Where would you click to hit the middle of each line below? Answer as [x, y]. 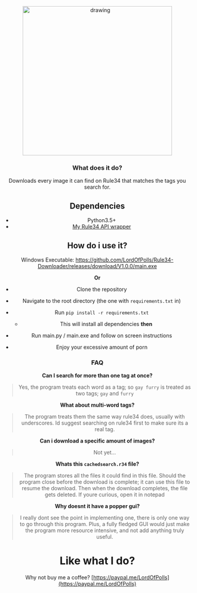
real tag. [105, 429]
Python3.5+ [102, 220]
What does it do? [97, 168]
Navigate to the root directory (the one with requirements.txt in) [102, 300]
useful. [105, 537]
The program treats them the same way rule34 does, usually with [105, 417]
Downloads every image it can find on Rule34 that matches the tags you [97, 181]
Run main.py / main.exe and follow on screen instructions [102, 335]
